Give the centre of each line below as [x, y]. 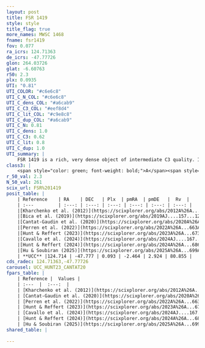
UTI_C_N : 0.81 [24, 126]
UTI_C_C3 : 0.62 [26, 137]
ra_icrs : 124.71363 [31, 52]
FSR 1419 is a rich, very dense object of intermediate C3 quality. [106, 159]
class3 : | [19, 165]
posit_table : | [26, 194]
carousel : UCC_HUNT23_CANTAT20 [46, 267]
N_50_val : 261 [24, 183]
